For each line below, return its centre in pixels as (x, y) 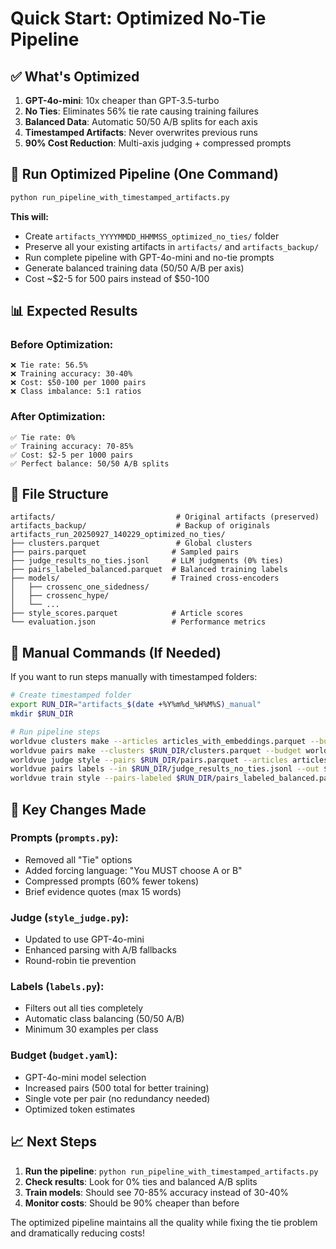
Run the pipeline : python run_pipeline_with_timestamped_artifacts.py (171, 1171)
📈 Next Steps (54, 1142)
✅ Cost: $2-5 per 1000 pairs (72, 455)
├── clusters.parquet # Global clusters (131, 543)
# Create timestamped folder (71, 695)
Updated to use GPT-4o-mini (84, 939)
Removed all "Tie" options (78, 859)
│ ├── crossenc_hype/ (60, 596)
